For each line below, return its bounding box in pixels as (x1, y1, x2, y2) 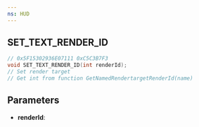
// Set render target (7, 68, 71, 75)
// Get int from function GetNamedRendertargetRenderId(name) (7, 75, 193, 82)
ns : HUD (7, 10, 30, 18)
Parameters (7, 95, 60, 107)
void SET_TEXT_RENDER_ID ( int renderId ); (7, 61, 128, 69)
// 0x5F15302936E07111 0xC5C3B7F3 (7, 55, 109, 62)
